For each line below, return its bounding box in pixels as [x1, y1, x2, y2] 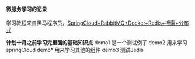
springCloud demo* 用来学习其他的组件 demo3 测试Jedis [6, 47, 144, 54]
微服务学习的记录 [6, 5, 47, 12]
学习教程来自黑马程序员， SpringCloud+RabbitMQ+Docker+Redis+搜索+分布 [6, 19, 189, 26]
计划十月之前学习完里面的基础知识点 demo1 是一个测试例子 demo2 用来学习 [6, 39, 188, 46]
